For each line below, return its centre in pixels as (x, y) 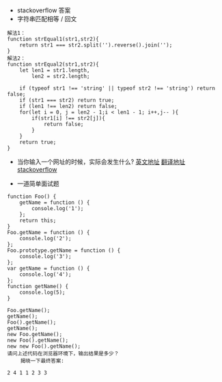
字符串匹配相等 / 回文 (47, 19)
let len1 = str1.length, (55, 71)
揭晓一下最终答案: (42, 361)
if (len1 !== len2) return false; (68, 106)
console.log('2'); (45, 239)
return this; (38, 221)
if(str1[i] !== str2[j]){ (69, 118)
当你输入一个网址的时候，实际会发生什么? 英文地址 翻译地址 (101, 162)
